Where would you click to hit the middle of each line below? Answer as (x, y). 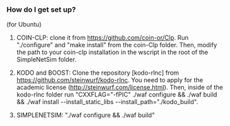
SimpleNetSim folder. (46, 60)
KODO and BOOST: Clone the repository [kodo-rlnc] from (98, 73)
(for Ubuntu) (24, 25)
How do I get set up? (41, 10)
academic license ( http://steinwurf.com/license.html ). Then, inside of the (119, 88)
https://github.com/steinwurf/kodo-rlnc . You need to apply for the (110, 80)
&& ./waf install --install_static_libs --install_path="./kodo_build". (107, 102)
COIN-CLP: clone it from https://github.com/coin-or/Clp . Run (102, 38)
